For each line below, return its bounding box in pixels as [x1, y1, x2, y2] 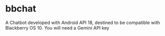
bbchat [5, 3, 36, 14]
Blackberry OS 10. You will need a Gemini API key [5, 24, 110, 30]
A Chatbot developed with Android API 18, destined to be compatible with [5, 19, 160, 25]
